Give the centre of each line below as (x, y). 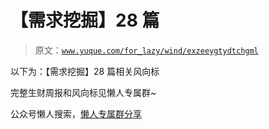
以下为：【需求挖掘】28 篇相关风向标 (85, 71)
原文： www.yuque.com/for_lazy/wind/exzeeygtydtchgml (146, 50)
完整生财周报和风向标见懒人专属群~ (83, 92)
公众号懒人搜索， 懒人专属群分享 (76, 113)
